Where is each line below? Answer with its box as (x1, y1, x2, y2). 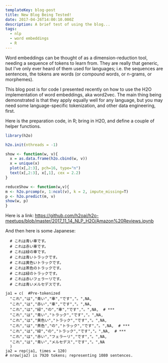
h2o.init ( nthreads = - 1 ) (5, 142, 58, 147)
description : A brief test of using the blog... (5, 21, 110, 27)
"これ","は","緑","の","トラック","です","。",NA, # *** (10, 329, 126, 334)
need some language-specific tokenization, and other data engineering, (5, 102, 156, 109)
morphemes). (5, 76, 34, 82)
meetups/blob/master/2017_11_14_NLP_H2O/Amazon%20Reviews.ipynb (5, 218, 154, 224)
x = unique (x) (10, 161, 40, 166)
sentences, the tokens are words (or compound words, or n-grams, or (5, 71, 152, 77)
